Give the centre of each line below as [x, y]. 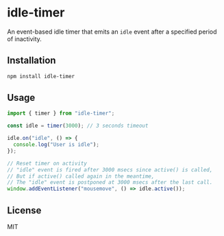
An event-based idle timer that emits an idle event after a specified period [112, 32]
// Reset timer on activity [47, 163]
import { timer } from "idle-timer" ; [61, 114]
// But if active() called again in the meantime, [81, 176]
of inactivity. [25, 38]
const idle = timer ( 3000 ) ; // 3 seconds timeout [78, 126]
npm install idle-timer [41, 76]
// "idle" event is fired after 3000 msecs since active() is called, [110, 169]
